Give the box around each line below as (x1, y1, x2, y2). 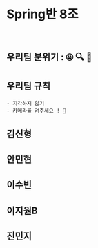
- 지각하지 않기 (6, 100, 45, 107)
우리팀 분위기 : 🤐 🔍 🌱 (6, 51, 92, 63)
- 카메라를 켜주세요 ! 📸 (6, 108, 66, 115)
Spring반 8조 (6, 6, 79, 22)
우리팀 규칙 (6, 80, 51, 92)
